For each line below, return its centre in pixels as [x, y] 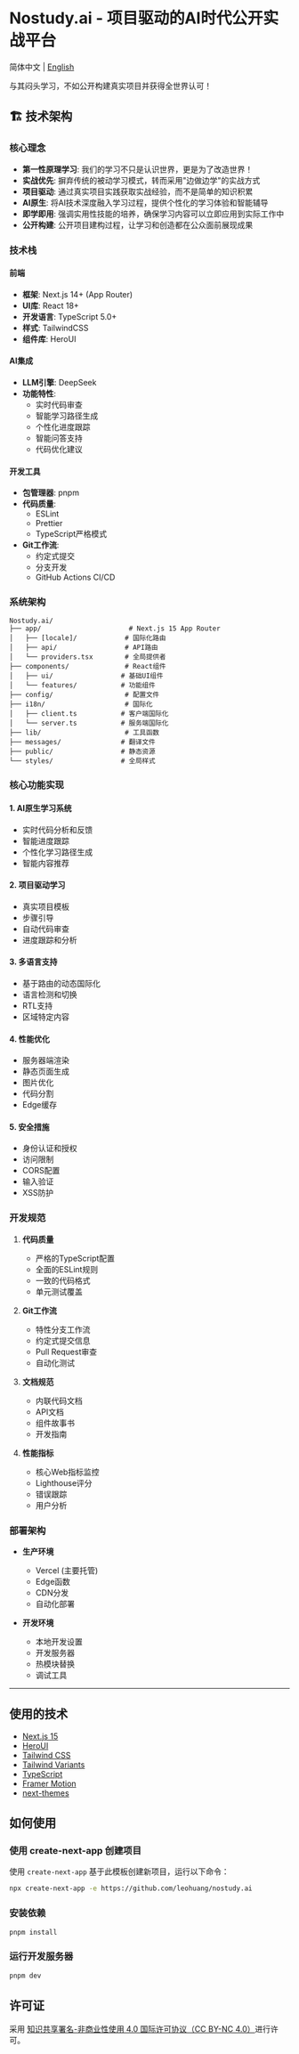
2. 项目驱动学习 [37, 885]
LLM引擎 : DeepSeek [59, 382]
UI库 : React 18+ [51, 305]
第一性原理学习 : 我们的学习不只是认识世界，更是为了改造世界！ [137, 169]
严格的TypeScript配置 [75, 1258]
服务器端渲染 [45, 1060]
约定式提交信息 [63, 1340]
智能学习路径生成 [67, 416]
